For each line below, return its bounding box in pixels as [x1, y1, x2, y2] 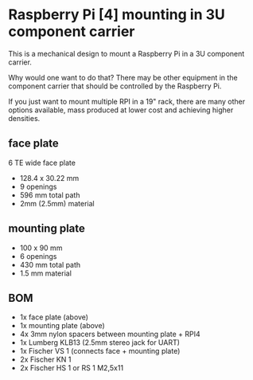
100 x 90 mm [19, 243, 63, 253]
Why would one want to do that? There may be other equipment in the [8, 72, 238, 82]
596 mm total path [19, 190, 80, 200]
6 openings [19, 251, 57, 261]
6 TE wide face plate [8, 158, 76, 167]
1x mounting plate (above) [19, 321, 105, 331]
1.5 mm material [19, 268, 72, 278]
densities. [8, 113, 41, 123]
